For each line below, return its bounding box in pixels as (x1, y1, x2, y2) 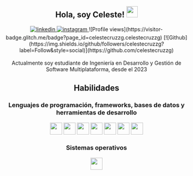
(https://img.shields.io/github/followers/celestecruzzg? (28, 40, 165, 47)
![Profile (88, 25, 108, 33)
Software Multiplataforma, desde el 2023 (46, 65, 147, 72)
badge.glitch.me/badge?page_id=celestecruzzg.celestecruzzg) (5, 34, 162, 41)
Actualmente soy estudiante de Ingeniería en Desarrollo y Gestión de (11, 59, 182, 66)
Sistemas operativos (65, 144, 128, 152)
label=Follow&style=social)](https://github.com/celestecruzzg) (19, 46, 174, 54)
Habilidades (73, 83, 120, 93)
